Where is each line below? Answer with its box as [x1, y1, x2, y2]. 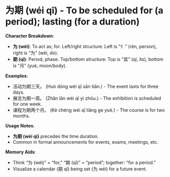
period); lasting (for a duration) [5, 16, 140, 28]
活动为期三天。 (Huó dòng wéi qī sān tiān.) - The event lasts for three [12, 83, 159, 90]
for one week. [12, 101, 42, 107]
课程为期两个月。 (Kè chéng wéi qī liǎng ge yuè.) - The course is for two [12, 107, 165, 113]
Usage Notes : [5, 122, 35, 128]
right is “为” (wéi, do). [12, 50, 58, 56]
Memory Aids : [5, 149, 36, 155]
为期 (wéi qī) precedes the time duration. [12, 133, 99, 139]
